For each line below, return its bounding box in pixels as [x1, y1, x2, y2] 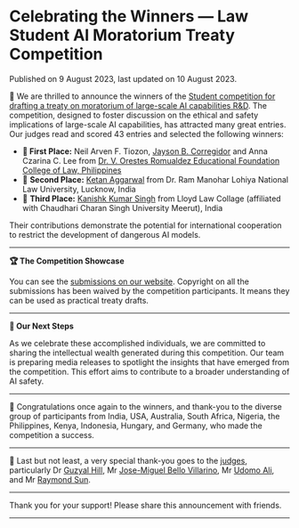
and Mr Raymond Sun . [9, 474, 91, 484]
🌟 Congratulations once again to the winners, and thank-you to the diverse [9, 401, 282, 411]
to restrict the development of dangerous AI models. [9, 229, 201, 240]
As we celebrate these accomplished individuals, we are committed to [9, 337, 266, 348]
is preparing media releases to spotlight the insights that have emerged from [9, 356, 290, 367]
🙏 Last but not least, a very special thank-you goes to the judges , [9, 455, 247, 466]
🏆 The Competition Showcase [9, 256, 125, 266]
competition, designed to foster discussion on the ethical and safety [9, 110, 259, 120]
